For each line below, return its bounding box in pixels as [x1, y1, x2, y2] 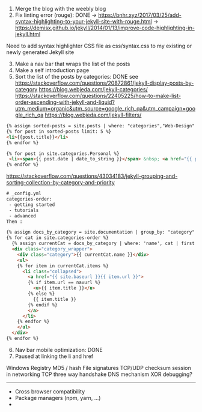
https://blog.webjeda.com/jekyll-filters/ [44, 111, 142, 118]
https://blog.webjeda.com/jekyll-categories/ [38, 86, 148, 92]
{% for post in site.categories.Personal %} [6, 150, 120, 157]
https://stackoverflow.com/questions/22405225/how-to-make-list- [14, 92, 182, 99]
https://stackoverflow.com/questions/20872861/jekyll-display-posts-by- [14, 79, 194, 86]
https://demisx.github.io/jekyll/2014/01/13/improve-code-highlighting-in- [14, 24, 195, 31]
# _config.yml [6, 190, 42, 197]
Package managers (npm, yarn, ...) [14, 394, 101, 401]
